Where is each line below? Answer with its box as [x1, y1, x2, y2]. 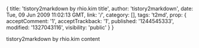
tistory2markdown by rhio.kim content [6, 36, 100, 42]
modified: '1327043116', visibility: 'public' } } [6, 24, 114, 31]
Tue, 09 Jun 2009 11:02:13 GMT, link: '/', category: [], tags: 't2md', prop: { [6, 11, 187, 18]
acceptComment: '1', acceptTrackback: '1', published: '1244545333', [6, 18, 174, 24]
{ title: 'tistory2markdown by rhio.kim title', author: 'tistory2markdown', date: [6, 5, 193, 12]
